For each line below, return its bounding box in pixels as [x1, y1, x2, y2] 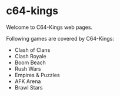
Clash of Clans [14, 46, 51, 54]
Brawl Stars [14, 84, 43, 91]
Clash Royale [14, 52, 47, 59]
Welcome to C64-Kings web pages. [6, 24, 93, 31]
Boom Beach [14, 59, 46, 66]
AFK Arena [14, 78, 41, 85]
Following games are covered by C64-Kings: [6, 35, 115, 42]
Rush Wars [14, 65, 41, 72]
